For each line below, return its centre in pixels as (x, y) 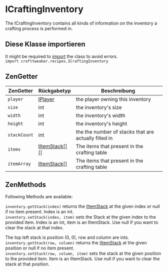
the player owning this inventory (113, 99)
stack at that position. (27, 264)
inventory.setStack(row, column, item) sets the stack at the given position (83, 253)
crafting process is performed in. (39, 28)
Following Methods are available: (39, 197)
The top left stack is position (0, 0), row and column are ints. (67, 237)
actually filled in (94, 138)
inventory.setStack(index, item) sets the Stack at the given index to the (80, 217)
